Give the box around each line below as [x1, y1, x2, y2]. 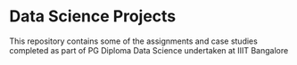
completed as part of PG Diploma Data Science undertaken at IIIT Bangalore [9, 45, 289, 55]
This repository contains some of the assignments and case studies [9, 36, 259, 46]
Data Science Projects [9, 6, 177, 27]
